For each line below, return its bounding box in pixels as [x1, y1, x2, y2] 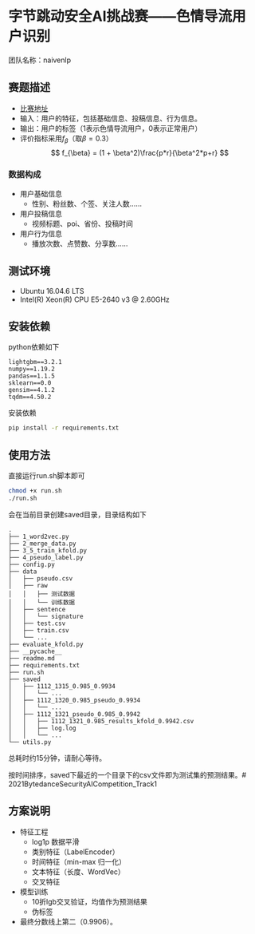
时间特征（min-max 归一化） [31, 857, 126, 866]
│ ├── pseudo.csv [8, 574, 73, 583]
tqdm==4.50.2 [8, 393, 52, 402]
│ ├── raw [8, 581, 48, 589]
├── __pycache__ [8, 647, 62, 655]
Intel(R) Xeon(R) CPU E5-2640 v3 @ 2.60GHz [19, 295, 170, 304]
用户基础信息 [19, 188, 62, 198]
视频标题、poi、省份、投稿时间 [31, 219, 133, 228]
